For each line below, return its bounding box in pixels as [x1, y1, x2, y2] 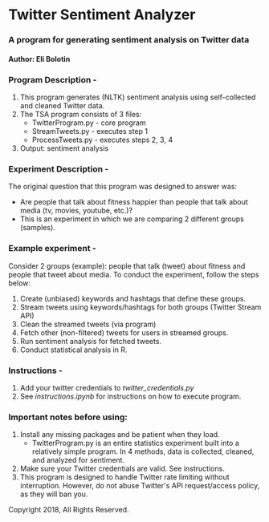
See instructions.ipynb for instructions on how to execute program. [19, 391, 242, 401]
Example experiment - [8, 243, 96, 254]
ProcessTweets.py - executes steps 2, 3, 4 [31, 135, 173, 144]
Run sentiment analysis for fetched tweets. [19, 336, 162, 346]
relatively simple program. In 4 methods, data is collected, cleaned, [31, 447, 255, 456]
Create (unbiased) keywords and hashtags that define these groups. [19, 293, 247, 303]
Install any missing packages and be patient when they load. [19, 430, 220, 439]
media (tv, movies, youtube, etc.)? [19, 206, 133, 216]
